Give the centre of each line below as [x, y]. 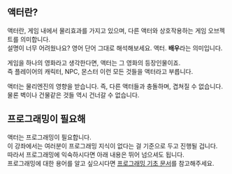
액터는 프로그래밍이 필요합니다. [50, 137]
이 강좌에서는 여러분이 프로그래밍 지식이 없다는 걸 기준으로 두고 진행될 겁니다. [113, 145]
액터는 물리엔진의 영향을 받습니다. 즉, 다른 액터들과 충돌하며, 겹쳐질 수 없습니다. [115, 86]
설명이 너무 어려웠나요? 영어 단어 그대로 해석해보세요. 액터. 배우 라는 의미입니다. [115, 48]
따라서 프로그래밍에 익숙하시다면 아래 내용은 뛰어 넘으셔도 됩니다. [96, 155]
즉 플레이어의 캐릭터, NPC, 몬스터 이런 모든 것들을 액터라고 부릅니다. [100, 71]
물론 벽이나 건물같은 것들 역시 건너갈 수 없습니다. [73, 95]
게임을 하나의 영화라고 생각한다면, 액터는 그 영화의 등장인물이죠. [94, 63]
